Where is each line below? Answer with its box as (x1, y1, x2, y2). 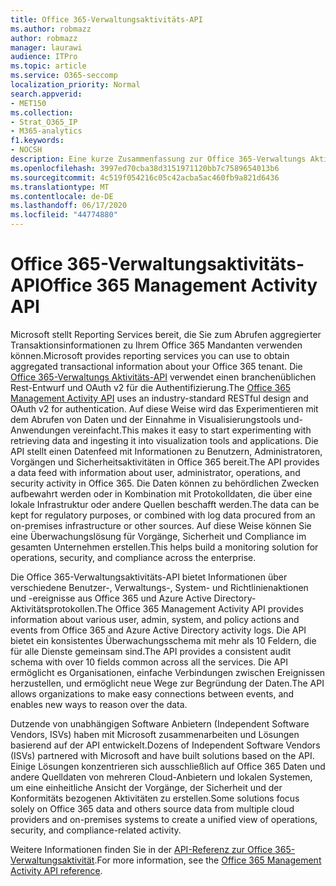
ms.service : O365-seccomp (10, 71, 118, 81)
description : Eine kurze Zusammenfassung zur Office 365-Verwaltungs (10, 154, 307, 164)
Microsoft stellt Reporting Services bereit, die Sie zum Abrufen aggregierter (10, 328, 322, 340)
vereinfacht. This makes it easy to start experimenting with (72, 424, 312, 436)
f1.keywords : (10, 136, 65, 146)
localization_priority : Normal (10, 80, 141, 90)
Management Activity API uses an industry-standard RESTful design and (10, 392, 309, 404)
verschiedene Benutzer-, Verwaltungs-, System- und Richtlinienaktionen (10, 581, 309, 593)
